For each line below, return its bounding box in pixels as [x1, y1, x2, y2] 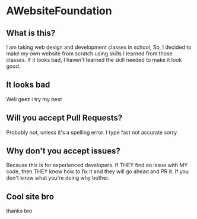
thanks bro [6, 207, 33, 215]
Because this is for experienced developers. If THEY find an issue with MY [6, 162, 188, 169]
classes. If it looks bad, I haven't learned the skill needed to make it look [6, 57, 182, 63]
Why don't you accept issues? [6, 146, 120, 156]
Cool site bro [6, 192, 55, 202]
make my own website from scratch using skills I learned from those [6, 50, 173, 57]
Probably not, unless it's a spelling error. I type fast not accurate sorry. [6, 129, 179, 136]
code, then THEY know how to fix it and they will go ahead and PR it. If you [6, 168, 189, 175]
